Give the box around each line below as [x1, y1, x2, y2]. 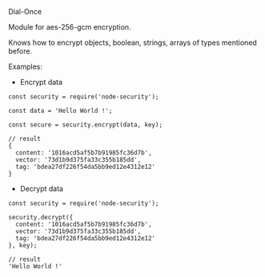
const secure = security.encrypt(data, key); [8, 121, 163, 129]
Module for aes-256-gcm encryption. [8, 22, 131, 31]
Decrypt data [19, 184, 64, 193]
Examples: [8, 62, 42, 71]
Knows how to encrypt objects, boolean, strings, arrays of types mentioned [8, 38, 258, 47]
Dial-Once [8, 7, 42, 16]
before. [8, 46, 33, 55]
